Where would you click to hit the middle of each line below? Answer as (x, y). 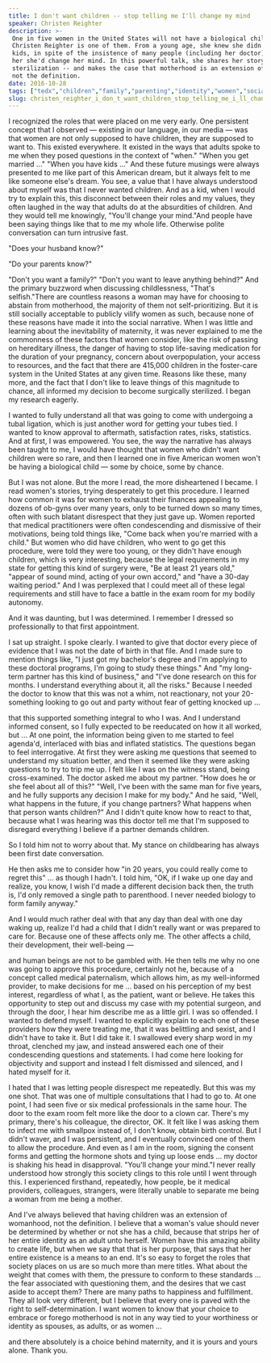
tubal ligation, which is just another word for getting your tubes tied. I (123, 424)
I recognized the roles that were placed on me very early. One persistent (129, 121)
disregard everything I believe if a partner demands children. (109, 830)
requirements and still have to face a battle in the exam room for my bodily (132, 594)
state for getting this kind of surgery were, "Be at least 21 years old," (122, 568)
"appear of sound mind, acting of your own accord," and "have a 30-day (129, 577)
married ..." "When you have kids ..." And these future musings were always (134, 164)
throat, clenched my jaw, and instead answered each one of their (116, 1047)
